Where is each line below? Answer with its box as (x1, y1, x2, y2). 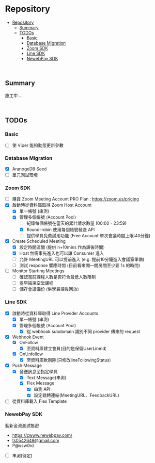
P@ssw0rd (12, 443, 34, 448)
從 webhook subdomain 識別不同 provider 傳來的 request (26, 329, 140, 334)
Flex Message (26, 380, 55, 386)
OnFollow (19, 339, 39, 345)
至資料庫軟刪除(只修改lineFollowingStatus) (26, 357, 111, 363)
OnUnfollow (19, 351, 43, 357)
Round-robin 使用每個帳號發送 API (26, 227, 95, 232)
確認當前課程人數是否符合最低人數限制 (19, 274, 96, 280)
